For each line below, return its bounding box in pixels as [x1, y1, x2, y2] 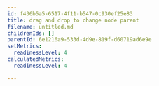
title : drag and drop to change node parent [7, 17, 139, 24]
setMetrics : [7, 43, 42, 50]
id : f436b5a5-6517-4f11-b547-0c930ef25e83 [7, 10, 133, 17]
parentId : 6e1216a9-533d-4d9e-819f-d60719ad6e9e [7, 36, 152, 43]
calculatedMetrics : [7, 56, 64, 63]
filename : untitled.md [7, 23, 74, 30]
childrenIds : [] [7, 29, 55, 37]
